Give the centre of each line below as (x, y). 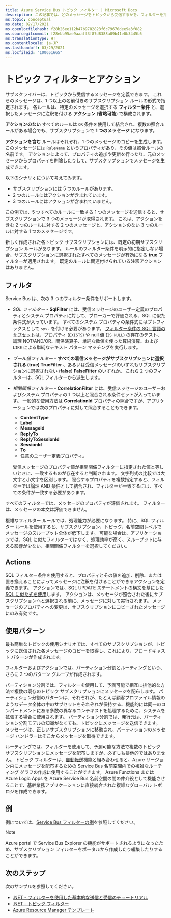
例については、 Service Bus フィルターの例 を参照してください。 (72, 822)
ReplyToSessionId (40, 439)
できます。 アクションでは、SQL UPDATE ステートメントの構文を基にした (87, 588)
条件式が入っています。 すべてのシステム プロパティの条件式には (80, 322)
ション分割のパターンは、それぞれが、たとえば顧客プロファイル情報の (92, 697)
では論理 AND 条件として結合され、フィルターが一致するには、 (88, 486)
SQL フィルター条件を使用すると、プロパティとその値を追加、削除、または (83, 575)
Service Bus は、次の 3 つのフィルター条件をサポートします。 (70, 299)
